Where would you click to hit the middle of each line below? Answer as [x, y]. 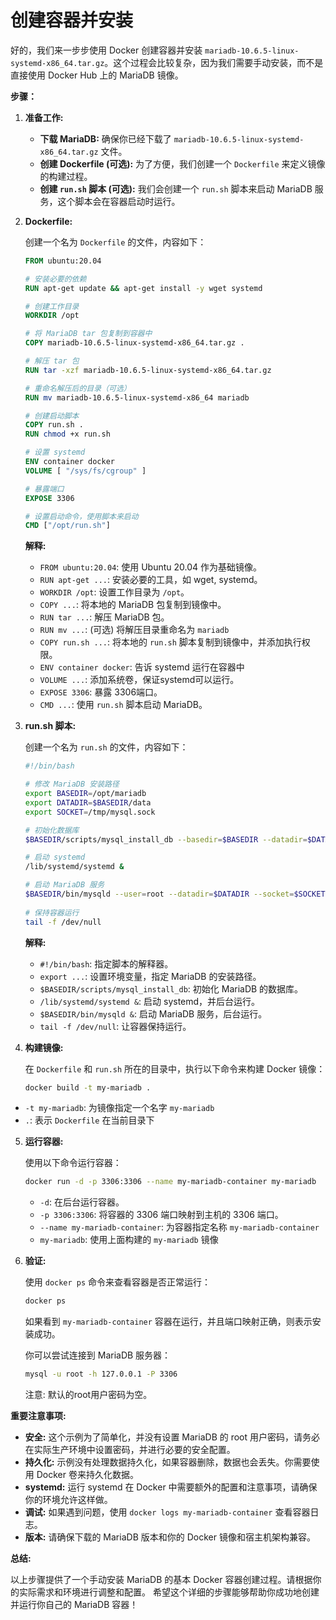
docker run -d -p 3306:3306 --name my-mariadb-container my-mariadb [170, 1182]
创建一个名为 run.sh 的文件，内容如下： [106, 747]
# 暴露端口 [44, 489]
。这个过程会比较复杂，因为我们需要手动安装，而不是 [214, 62]
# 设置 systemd [55, 452]
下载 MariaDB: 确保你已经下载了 [105, 138]
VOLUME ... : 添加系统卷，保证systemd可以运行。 [139, 680]
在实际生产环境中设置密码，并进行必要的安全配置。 [130, 1450]
